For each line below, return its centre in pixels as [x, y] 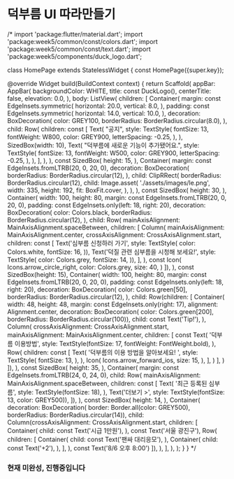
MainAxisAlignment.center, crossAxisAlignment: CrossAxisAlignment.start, [115, 234]
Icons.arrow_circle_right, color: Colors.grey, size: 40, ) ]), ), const [101, 267]
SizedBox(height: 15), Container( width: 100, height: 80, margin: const [107, 274]
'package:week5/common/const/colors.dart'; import [83, 41]
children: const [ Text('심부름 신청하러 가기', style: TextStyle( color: [101, 243]
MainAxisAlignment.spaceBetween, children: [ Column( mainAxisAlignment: [116, 227]
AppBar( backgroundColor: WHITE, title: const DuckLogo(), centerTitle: [109, 91]
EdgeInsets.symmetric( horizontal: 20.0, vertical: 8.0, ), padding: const [108, 106]
